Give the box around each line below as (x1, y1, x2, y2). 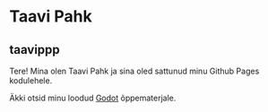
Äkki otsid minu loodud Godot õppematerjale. (9, 92, 177, 103)
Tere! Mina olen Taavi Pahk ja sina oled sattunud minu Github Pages (9, 65, 260, 76)
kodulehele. (9, 75, 53, 86)
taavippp (9, 42, 60, 57)
